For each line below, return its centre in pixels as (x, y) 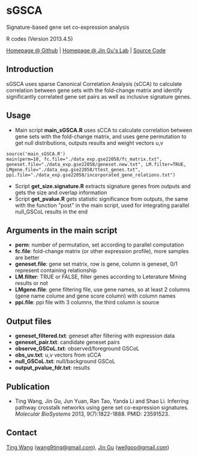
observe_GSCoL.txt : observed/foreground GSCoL (77, 349)
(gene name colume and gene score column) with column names (95, 296)
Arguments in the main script (62, 230)
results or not (31, 283)
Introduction (30, 69)
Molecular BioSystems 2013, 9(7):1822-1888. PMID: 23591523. (92, 414)
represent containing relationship (56, 271)
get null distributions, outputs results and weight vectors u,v (89, 143)
